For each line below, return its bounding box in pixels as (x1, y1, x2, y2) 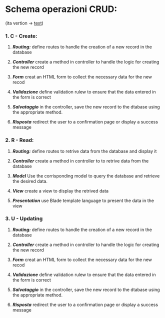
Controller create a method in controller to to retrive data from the (12, 157, 149, 163)
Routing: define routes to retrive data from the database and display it (12, 148, 157, 154)
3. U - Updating (5, 215, 43, 222)
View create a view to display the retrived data (12, 187, 109, 193)
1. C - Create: (5, 32, 37, 39)
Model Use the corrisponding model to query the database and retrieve (12, 172, 160, 178)
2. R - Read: (5, 136, 34, 143)
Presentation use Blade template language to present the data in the (12, 197, 154, 203)
